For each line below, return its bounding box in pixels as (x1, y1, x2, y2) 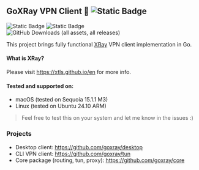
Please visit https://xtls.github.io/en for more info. (6, 68, 132, 76)
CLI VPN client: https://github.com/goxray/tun (15, 150, 130, 157)
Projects (6, 130, 32, 138)
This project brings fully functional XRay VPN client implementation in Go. (6, 40, 192, 48)
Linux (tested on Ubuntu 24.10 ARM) (15, 102, 107, 110)
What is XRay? (6, 54, 45, 62)
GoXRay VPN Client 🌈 (6, 6, 89, 17)
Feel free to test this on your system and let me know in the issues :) (21, 114, 194, 122)
